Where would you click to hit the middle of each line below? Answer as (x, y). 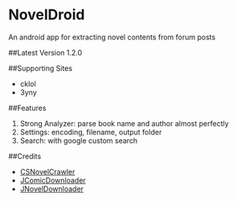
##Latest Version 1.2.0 (45, 52)
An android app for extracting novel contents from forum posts (112, 37)
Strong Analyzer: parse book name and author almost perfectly (124, 123)
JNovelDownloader (52, 189)
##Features (27, 108)
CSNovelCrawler (47, 171)
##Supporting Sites (41, 68)
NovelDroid (47, 15)
